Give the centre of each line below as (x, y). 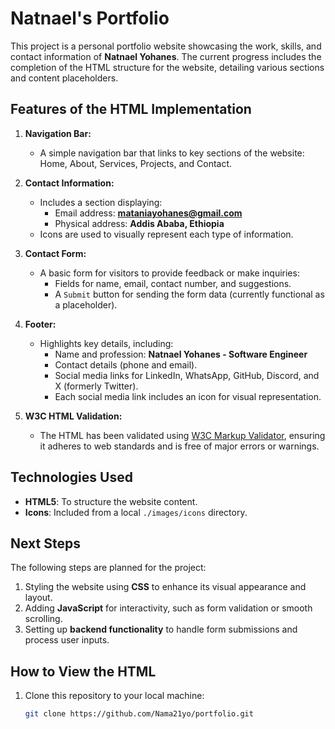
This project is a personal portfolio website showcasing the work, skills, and (166, 46)
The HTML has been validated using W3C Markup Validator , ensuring (182, 435)
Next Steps (45, 543)
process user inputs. (67, 640)
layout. (38, 598)
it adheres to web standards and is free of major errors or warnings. (179, 446)
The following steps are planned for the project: (108, 568)
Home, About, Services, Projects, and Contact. (136, 163)
